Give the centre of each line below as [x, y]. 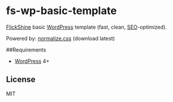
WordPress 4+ [32, 61]
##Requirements [26, 50]
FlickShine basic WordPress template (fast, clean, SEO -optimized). [86, 27]
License [21, 79]
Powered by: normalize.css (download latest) [61, 38]
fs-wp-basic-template [62, 11]
